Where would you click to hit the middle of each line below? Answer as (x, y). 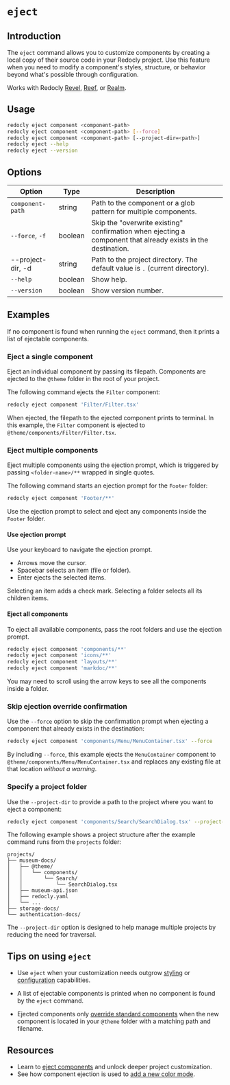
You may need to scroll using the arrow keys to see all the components (107, 681)
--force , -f (28, 236)
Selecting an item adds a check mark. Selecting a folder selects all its (105, 591)
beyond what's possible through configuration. (73, 75)
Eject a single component (50, 356)
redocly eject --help (38, 144)
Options (25, 172)
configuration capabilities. (54, 980)
